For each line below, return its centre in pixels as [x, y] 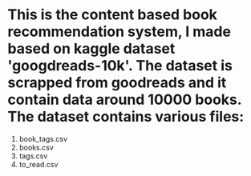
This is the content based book [113, 15]
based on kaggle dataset [91, 49]
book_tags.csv [43, 138]
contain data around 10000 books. [125, 100]
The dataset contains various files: [126, 117]
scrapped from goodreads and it [117, 83]
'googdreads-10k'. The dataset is [120, 66]
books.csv [36, 147]
